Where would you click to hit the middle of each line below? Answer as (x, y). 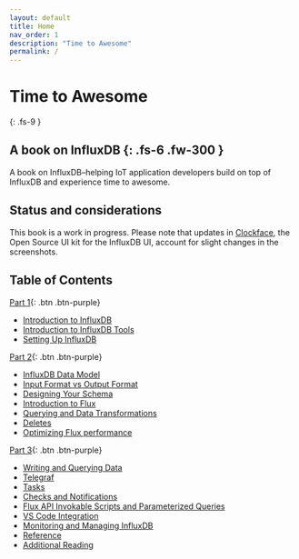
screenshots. (34, 252)
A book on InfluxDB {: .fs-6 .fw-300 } (117, 150)
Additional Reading (58, 544)
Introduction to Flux (59, 403)
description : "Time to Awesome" (70, 43)
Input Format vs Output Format (80, 384)
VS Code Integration (60, 515)
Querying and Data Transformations (90, 413)
